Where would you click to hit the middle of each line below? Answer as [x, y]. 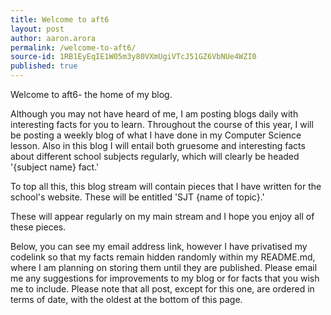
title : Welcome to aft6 [60, 19]
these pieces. [38, 227]
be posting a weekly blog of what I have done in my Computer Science [156, 135]
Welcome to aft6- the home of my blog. [91, 94]
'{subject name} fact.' [55, 167]
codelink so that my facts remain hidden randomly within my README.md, [163, 257]
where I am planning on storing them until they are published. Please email [164, 267]
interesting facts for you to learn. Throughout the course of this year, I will [162, 124]
